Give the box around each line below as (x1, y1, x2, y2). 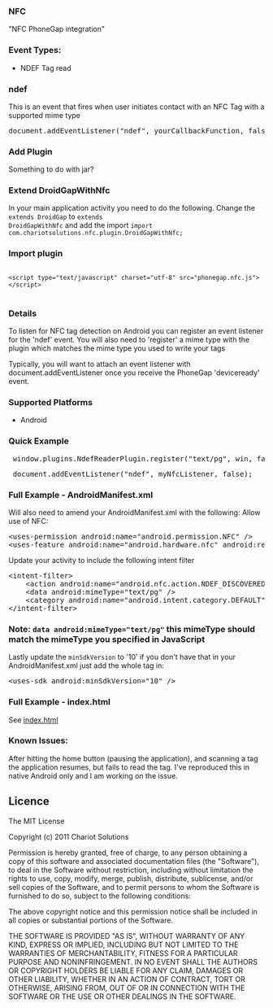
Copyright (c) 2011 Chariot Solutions (8, 831, 129, 841)
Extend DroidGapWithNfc (8, 185, 110, 196)
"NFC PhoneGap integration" (8, 24, 106, 34)
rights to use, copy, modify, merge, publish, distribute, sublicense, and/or (8, 873, 253, 884)
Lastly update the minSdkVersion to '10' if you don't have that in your (8, 652, 236, 662)
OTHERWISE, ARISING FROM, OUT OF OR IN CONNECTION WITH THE (8, 983, 245, 993)
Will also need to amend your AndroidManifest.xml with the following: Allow (8, 507, 261, 517)
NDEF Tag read (19, 63, 71, 72)
